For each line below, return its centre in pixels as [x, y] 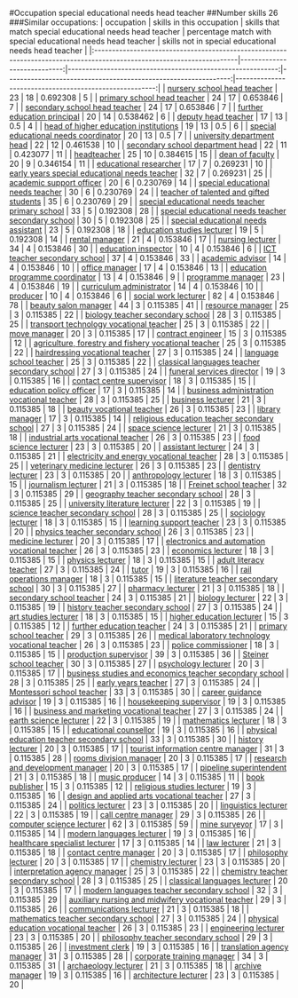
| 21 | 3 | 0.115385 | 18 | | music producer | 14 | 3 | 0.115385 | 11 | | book [137, 777]
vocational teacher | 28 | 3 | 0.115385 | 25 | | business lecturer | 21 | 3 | [137, 400]
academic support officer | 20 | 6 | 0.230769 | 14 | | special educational [140, 182]
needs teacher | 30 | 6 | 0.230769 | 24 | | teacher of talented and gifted [139, 192]
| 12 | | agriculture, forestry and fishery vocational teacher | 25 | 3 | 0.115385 [148, 343]
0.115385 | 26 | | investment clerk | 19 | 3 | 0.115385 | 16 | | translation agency [149, 947]
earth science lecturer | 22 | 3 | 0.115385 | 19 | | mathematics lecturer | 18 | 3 [148, 720]
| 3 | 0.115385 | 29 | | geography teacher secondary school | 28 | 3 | [133, 494]
